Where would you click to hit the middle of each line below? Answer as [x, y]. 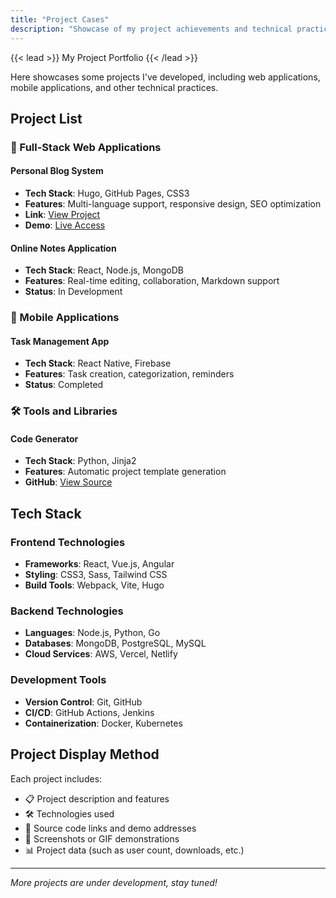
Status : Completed [64, 385]
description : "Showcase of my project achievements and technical [151, 29]
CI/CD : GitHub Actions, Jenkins [89, 712]
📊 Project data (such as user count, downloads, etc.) [134, 850]
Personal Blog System [57, 171]
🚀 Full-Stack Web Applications [86, 147]
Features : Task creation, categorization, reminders [129, 374]
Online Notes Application [63, 248]
